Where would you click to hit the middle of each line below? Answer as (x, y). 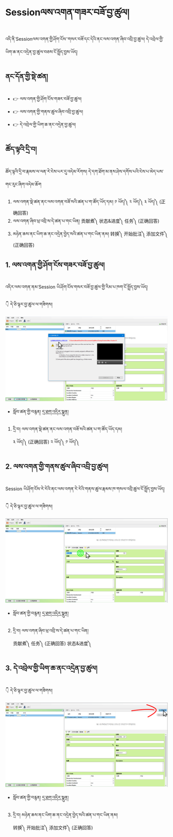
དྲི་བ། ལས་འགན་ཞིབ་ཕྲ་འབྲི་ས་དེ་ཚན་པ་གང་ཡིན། (51, 630)
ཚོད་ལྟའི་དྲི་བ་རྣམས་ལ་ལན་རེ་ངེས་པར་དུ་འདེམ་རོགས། (46, 171)
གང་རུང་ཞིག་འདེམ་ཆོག (23, 184)
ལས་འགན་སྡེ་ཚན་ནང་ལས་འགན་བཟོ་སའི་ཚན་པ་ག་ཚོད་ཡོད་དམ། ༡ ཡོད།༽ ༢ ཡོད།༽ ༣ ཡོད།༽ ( (87, 201)
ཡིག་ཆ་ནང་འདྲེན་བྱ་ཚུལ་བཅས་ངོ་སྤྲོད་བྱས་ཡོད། (42, 51)
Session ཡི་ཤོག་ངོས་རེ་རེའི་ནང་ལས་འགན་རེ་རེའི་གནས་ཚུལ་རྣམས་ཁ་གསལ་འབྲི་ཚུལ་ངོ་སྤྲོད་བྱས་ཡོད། (85, 489)
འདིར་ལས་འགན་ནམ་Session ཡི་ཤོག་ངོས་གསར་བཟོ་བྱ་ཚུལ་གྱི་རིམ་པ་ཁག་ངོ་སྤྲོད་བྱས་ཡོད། (77, 287)
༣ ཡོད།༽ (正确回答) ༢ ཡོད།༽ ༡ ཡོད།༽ (46, 441)
